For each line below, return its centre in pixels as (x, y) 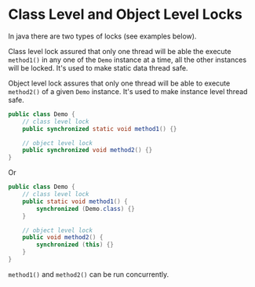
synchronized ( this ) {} (75, 245)
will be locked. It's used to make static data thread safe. (98, 67)
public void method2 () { (63, 238)
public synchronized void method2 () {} (87, 151)
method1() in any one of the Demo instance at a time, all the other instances (127, 60)
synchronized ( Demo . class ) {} (86, 209)
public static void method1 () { (75, 202)
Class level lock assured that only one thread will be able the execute (120, 51)
